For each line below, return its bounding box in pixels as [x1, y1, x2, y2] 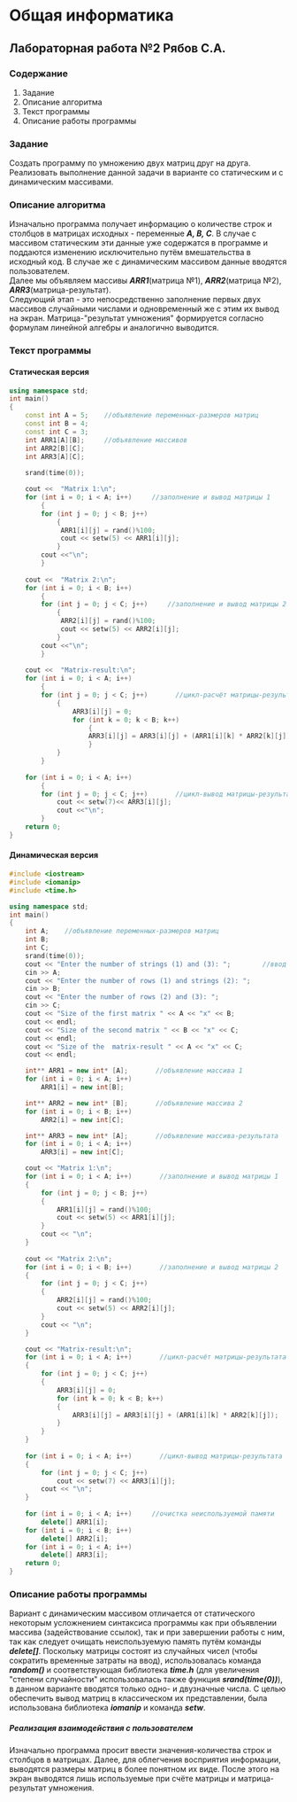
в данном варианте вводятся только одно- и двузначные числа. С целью [9, 1683, 286, 1694]
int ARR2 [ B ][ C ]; [25, 444, 86, 453]
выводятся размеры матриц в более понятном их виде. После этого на [9, 1764, 280, 1775]
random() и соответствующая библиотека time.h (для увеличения [9, 1665, 260, 1675]
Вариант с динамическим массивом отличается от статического [9, 1608, 255, 1619]
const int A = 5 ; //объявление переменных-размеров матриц [25, 411, 259, 420]
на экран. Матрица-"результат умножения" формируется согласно [9, 313, 264, 324]
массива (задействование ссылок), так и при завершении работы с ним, [9, 1627, 286, 1638]
